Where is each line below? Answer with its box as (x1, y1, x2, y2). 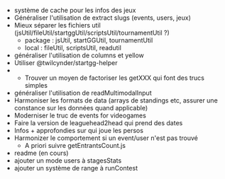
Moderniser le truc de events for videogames (13, 111, 147, 120)
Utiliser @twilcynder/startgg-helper (13, 59, 118, 67)
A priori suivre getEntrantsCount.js (24, 142, 126, 149)
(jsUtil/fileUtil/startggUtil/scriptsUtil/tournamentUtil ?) (13, 28, 170, 37)
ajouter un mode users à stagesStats (13, 156, 122, 165)
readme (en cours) (13, 149, 69, 157)
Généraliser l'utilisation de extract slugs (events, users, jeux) (13, 13, 192, 22)
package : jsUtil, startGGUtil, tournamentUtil (24, 36, 153, 45)
